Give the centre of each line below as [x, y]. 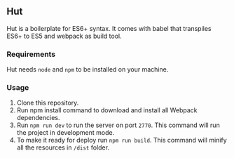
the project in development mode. [66, 133]
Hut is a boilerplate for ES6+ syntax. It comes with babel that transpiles [109, 28]
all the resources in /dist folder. [63, 147]
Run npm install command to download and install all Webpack [107, 110]
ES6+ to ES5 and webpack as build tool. [64, 36]
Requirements [31, 54]
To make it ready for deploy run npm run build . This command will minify [122, 140]
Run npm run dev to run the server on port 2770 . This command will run [118, 125]
